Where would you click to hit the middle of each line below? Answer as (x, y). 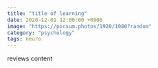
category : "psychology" (41, 33)
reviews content (30, 58)
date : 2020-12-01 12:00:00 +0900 (55, 20)
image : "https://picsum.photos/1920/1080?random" (80, 26)
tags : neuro (24, 39)
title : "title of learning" (47, 13)
